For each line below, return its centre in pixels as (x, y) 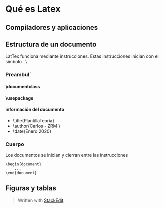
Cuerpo (15, 144)
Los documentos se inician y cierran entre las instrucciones (67, 155)
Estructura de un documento (51, 44)
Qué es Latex (33, 9)
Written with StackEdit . (41, 200)
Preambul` (18, 75)
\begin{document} (23, 164)
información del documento (35, 110)
